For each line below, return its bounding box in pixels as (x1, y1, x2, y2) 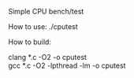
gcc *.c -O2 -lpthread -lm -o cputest (8, 61, 126, 70)
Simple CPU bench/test (8, 7, 84, 16)
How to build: (8, 37, 51, 46)
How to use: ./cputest (8, 22, 79, 31)
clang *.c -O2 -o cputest (8, 53, 87, 61)
